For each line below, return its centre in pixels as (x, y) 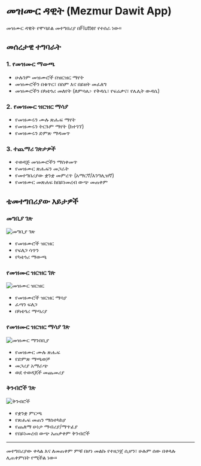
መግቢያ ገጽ (19, 218)
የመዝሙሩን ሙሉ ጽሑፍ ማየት (45, 119)
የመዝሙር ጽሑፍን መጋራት (42, 169)
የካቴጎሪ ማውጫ (31, 257)
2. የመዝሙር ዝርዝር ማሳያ (37, 106)
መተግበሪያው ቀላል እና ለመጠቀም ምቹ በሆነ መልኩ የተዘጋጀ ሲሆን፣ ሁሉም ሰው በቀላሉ (91, 450)
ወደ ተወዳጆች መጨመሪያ (39, 372)
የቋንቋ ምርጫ (28, 413)
